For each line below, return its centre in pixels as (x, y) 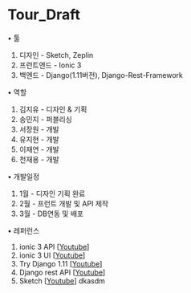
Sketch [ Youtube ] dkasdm (62, 281)
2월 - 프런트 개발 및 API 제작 (64, 203)
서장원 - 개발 (39, 129)
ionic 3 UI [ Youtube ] (52, 255)
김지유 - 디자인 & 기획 (53, 109)
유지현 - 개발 (39, 139)
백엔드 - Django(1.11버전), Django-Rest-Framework (101, 75)
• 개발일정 (24, 176)
